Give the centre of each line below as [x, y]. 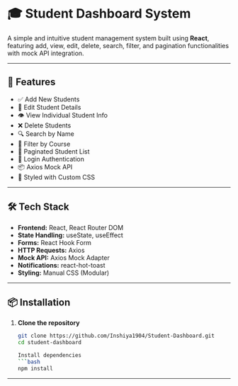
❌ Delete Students [44, 125]
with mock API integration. [46, 53]
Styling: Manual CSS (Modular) [63, 273]
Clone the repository [49, 323]
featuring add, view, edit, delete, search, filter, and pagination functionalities [118, 45]
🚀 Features [32, 82]
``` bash [29, 362]
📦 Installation [39, 302]
